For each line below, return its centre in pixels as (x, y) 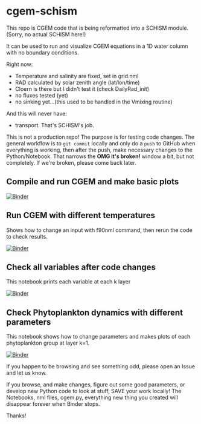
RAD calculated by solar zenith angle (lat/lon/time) (77, 82)
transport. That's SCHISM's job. (55, 125)
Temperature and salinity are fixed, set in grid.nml (77, 76)
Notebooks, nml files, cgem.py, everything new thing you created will (92, 397)
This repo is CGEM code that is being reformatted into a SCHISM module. (97, 28)
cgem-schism (42, 11)
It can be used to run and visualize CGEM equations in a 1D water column (97, 46)
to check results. (27, 236)
